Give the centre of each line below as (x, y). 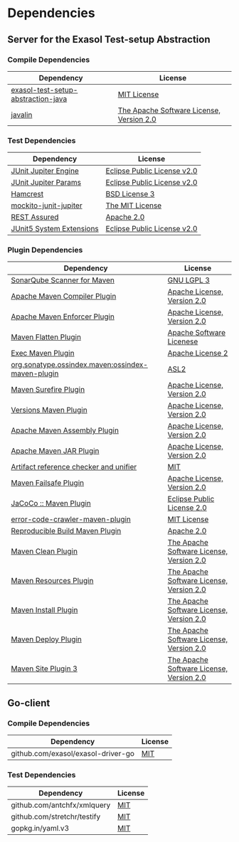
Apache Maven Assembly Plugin (65, 430)
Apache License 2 (198, 353)
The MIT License (134, 206)
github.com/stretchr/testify (56, 817)
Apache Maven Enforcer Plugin (63, 316)
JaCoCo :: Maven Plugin (51, 503)
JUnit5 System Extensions (55, 229)
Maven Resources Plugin (52, 581)
